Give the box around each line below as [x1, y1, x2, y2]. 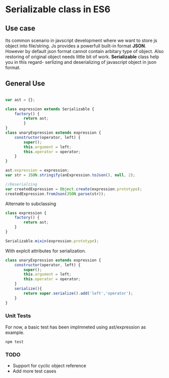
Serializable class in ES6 [5, 4, 110, 15]
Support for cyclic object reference [12, 363, 87, 369]
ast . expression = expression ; [5, 168, 70, 173]
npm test [5, 339, 24, 344]
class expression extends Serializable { [5, 106, 95, 112]
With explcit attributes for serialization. [5, 247, 87, 254]
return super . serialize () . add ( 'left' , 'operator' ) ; [23, 291, 133, 296]
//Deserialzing [5, 182, 38, 187]
